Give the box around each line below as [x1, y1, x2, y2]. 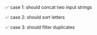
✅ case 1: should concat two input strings [5, 4, 92, 10]
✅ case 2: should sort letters [5, 14, 65, 20]
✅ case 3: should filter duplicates [5, 24, 75, 30]
